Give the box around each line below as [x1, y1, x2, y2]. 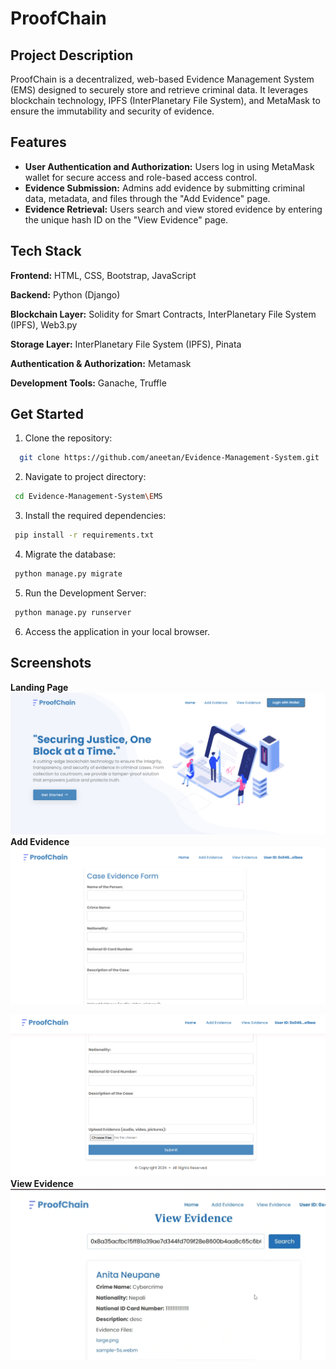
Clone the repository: [24, 432, 113, 444]
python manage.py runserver [14, 607, 132, 617]
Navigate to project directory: [24, 471, 147, 483]
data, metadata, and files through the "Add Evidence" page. [24, 192, 271, 204]
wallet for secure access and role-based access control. [24, 171, 258, 183]
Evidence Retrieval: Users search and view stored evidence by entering [24, 203, 323, 215]
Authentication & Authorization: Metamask [10, 357, 192, 369]
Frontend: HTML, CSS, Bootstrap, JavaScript [10, 269, 197, 281]
